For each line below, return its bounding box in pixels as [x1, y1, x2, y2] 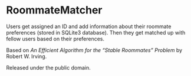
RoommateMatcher [6, 4, 103, 17]
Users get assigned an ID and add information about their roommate [6, 23, 172, 30]
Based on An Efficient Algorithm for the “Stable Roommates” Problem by [6, 46, 183, 53]
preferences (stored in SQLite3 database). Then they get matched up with [6, 29, 186, 36]
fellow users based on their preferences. [6, 35, 105, 42]
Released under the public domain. [6, 64, 91, 71]
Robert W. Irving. [6, 53, 47, 60]
